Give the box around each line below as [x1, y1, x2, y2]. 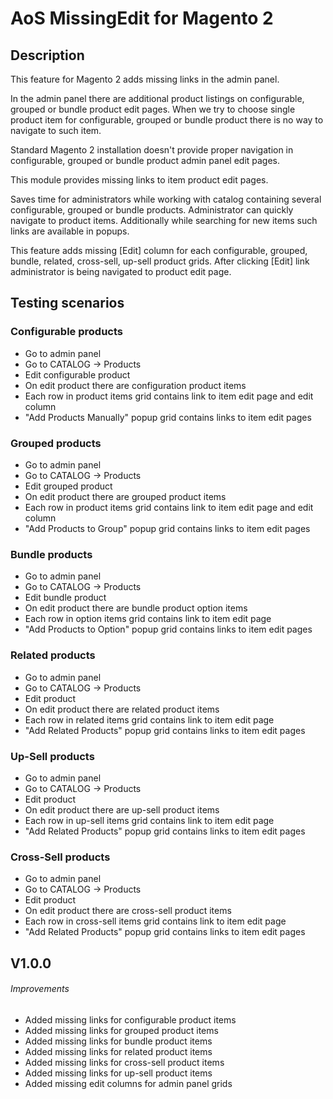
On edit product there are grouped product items [24, 490, 227, 502]
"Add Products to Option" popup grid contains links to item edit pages [24, 623, 313, 636]
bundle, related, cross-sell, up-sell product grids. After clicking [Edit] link [10, 255, 310, 267]
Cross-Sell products [10, 850, 111, 864]
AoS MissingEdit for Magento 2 [10, 7, 274, 30]
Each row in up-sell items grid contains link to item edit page [24, 814, 275, 826]
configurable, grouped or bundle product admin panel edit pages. [10, 155, 281, 166]
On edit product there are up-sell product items [24, 803, 220, 816]
